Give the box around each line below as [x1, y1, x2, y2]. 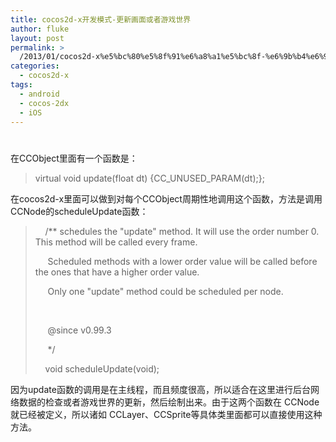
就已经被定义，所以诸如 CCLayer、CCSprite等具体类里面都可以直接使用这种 [10, 408, 323, 420]
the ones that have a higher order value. [34, 266, 200, 278]
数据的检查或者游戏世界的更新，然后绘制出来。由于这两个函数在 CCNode [18, 396, 320, 408]
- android [19, 89, 60, 99]
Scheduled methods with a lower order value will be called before [47, 255, 318, 267]
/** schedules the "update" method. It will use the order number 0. [44, 225, 320, 237]
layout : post [10, 33, 65, 43]
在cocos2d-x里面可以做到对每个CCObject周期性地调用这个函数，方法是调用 [10, 192, 323, 205]
